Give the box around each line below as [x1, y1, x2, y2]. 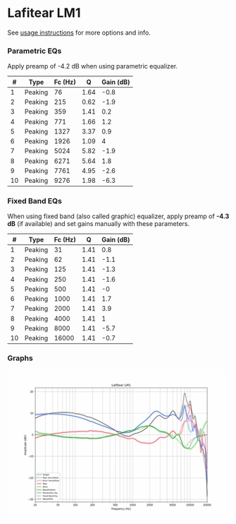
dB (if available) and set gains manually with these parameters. [7, 220, 190, 228]
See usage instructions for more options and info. [7, 28, 151, 37]
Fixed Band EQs [7, 196, 62, 206]
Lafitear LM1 [7, 5, 81, 21]
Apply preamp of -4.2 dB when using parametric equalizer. [7, 62, 178, 71]
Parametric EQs [7, 46, 62, 56]
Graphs [7, 353, 33, 363]
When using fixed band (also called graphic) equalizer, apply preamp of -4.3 [7, 212, 230, 220]
